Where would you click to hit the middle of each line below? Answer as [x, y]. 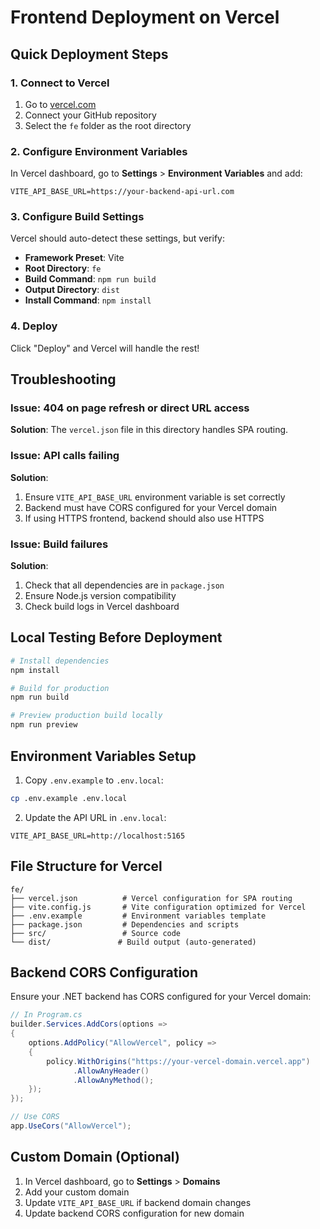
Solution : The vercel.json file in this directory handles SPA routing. [149, 430]
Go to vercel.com [60, 104]
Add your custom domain [77, 1192]
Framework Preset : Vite [74, 258]
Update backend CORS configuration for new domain [134, 1213]
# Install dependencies [60, 661]
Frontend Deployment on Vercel [145, 17]
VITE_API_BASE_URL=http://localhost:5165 [98, 836]
